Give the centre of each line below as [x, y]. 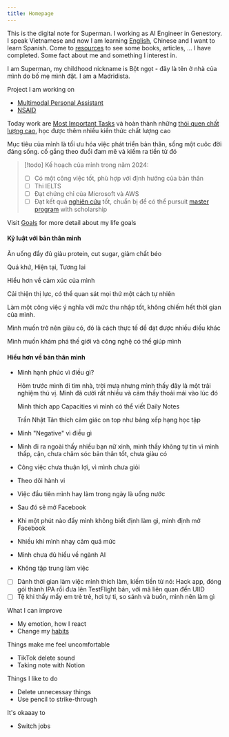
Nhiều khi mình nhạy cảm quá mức [66, 542]
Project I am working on [41, 89]
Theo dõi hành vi [41, 481]
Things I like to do [32, 679]
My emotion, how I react [52, 624]
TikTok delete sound [46, 658]
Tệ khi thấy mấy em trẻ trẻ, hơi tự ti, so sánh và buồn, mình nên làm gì [116, 597]
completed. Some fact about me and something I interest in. [92, 55]
